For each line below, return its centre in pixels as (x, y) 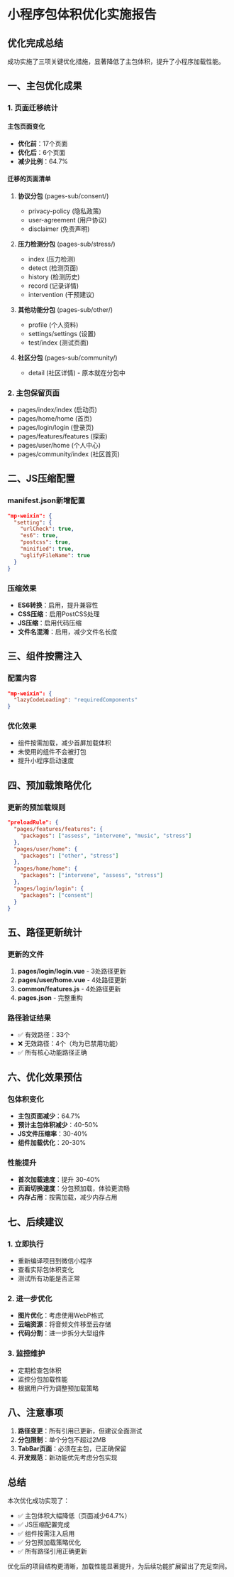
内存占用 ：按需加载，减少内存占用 (67, 1197)
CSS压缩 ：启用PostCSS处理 (58, 614)
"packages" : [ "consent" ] (57, 895)
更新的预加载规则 (37, 807)
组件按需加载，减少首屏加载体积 (64, 743)
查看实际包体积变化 (46, 1270)
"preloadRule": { (33, 823)
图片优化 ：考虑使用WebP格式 (61, 1315)
